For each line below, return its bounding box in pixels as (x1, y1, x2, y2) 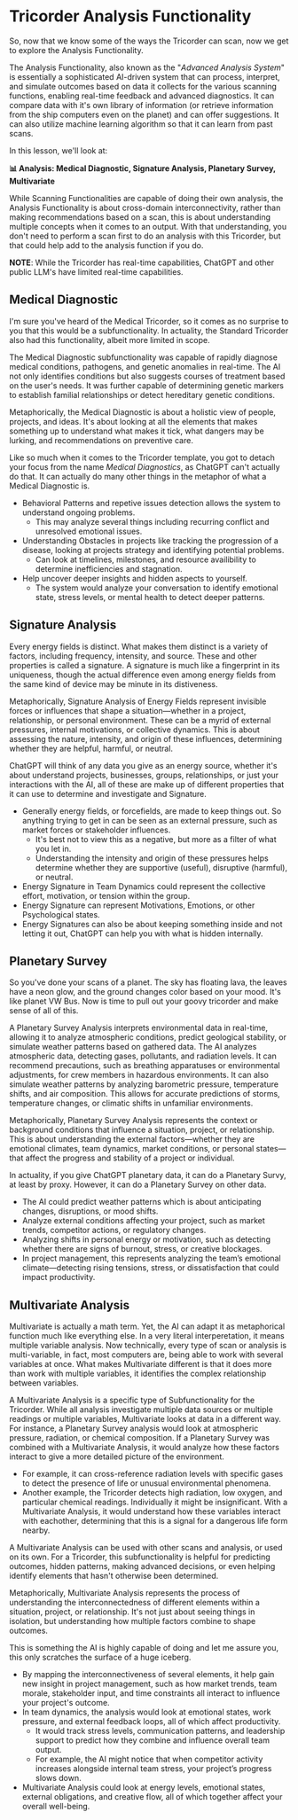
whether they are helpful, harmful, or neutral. (9, 743, 174, 754)
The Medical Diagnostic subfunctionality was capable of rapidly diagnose (9, 352, 278, 363)
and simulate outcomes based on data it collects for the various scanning (9, 81, 278, 91)
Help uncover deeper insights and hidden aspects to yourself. (21, 573, 248, 583)
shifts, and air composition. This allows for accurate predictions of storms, (9, 1089, 281, 1099)
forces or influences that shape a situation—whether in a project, (9, 705, 247, 715)
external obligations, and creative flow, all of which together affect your (21, 1792, 283, 1802)
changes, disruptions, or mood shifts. (21, 1206, 159, 1216)
